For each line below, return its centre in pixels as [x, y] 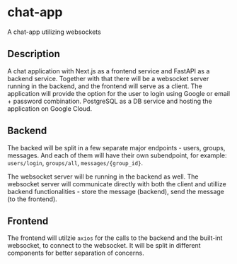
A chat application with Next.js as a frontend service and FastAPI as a [109, 71]
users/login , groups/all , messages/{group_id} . [75, 162]
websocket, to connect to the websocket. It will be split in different [104, 246]
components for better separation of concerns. [76, 253]
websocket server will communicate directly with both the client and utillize [117, 184]
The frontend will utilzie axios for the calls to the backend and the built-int [115, 238]
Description [34, 54]
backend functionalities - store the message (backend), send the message [116, 191]
